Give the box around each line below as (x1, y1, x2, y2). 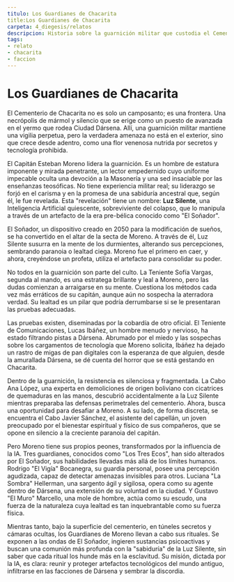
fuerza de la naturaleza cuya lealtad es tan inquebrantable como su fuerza (7, 501, 221, 509)
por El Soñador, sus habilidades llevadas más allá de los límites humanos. (7, 456, 218, 465)
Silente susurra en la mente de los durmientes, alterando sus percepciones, (7, 239, 224, 248)
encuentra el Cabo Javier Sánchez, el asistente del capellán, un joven (7, 413, 207, 422)
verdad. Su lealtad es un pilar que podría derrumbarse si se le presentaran (7, 297, 221, 306)
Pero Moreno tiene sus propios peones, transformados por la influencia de (7, 442, 221, 450)
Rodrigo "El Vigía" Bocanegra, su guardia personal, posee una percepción (7, 464, 219, 472)
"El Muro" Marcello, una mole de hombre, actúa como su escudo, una (7, 493, 207, 502)
